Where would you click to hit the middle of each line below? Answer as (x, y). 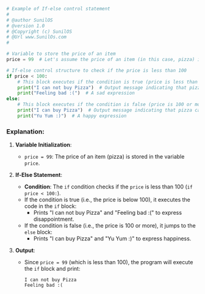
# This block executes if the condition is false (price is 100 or (105, 105)
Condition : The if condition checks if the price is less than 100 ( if (109, 187)
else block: (38, 232)
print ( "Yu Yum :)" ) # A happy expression (72, 116)
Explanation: (25, 131)
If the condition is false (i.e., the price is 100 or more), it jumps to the (110, 226)
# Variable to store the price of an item (61, 54)
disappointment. (54, 219)
